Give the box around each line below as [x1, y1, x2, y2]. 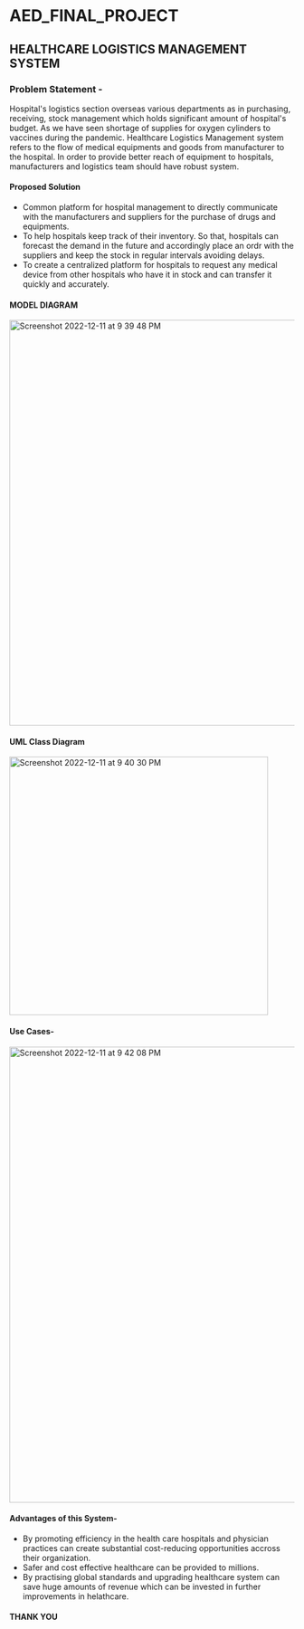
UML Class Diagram [9, 736, 86, 747]
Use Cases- [9, 1026, 54, 1037]
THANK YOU [9, 1612, 58, 1623]
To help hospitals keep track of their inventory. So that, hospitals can [22, 231, 279, 242]
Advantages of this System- [9, 1513, 118, 1524]
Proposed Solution [9, 182, 81, 193]
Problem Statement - [9, 82, 103, 95]
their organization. [22, 1552, 91, 1563]
